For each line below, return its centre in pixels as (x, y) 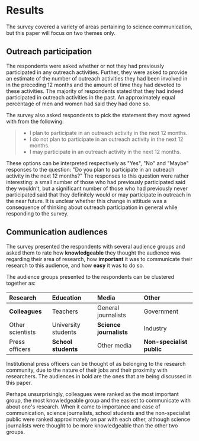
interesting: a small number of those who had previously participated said (96, 182)
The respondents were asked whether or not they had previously (85, 66)
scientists (23, 332)
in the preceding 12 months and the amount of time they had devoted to (94, 85)
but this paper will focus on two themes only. (61, 33)
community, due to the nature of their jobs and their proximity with (87, 370)
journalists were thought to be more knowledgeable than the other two (92, 425)
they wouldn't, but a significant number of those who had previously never (97, 188)
